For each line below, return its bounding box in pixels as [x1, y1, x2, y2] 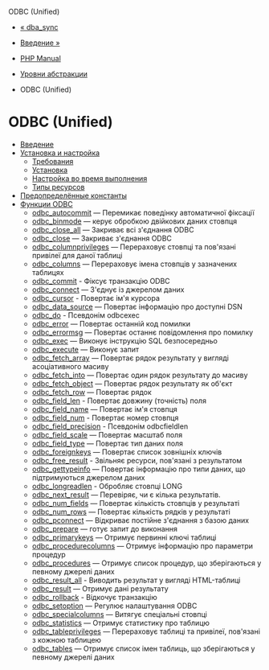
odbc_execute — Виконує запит [31, 344, 140, 354]
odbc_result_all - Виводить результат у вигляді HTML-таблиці [31, 575, 241, 585]
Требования [31, 156, 74, 166]
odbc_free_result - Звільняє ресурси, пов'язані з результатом [31, 455, 243, 465]
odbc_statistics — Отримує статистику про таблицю [31, 618, 210, 627]
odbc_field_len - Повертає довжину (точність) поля [31, 396, 207, 405]
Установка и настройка [19, 148, 100, 158]
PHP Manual [19, 54, 62, 63]
